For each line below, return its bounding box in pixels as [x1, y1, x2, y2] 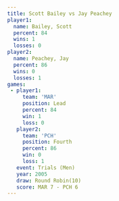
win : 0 [22, 151, 41, 159]
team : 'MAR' [22, 94, 57, 101]
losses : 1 [13, 74, 41, 82]
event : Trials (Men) [16, 164, 76, 171]
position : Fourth [22, 139, 72, 146]
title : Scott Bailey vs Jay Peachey [7, 10, 112, 17]
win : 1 [22, 113, 41, 119]
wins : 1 [13, 36, 36, 43]
